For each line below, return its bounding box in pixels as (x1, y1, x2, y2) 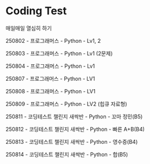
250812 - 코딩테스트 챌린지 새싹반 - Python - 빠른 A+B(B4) (5, 125, 145, 133)
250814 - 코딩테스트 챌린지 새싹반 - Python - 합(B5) (5, 150, 129, 158)
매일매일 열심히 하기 (5, 24, 52, 31)
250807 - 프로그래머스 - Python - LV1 (5, 75, 95, 82)
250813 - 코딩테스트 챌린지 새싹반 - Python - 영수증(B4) (5, 138, 138, 145)
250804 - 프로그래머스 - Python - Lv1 (5, 62, 95, 70)
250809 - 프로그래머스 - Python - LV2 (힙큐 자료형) (5, 100, 127, 108)
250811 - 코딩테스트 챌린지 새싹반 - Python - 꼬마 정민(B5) (5, 113, 143, 120)
